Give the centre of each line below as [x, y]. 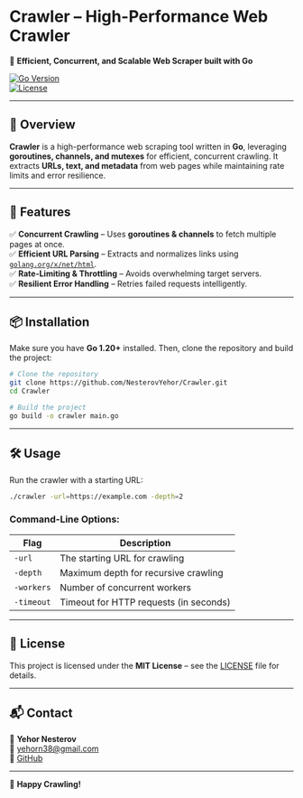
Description [145, 543]
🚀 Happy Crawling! [45, 784]
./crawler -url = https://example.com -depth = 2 [96, 496]
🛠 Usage [35, 454]
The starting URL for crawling [122, 558]
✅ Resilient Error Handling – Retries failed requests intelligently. [129, 283]
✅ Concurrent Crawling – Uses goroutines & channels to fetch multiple [143, 234]
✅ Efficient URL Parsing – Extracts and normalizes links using [124, 254]
